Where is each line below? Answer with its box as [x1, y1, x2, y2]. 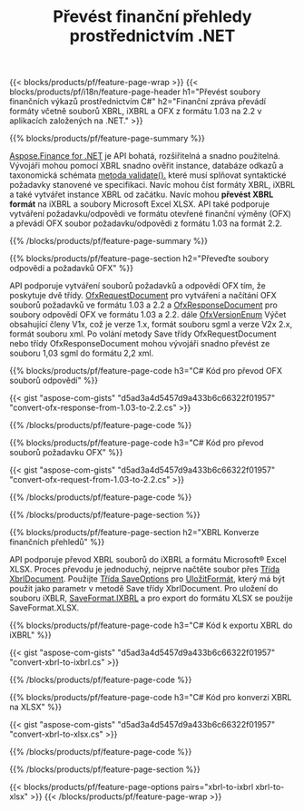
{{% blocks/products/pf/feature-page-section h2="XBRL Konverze [9, 527, 260, 538]
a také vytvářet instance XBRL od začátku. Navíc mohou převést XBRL [9, 189, 274, 200]
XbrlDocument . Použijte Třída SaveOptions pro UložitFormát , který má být [9, 573, 286, 584]
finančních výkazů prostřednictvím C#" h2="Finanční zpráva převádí [9, 96, 266, 107]
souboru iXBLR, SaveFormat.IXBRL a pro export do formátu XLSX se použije [9, 592, 293, 604]
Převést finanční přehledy [53, 6, 252, 27]
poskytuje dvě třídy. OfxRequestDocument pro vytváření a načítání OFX [9, 290, 277, 301]
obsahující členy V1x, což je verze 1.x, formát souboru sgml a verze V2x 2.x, [9, 319, 293, 330]
